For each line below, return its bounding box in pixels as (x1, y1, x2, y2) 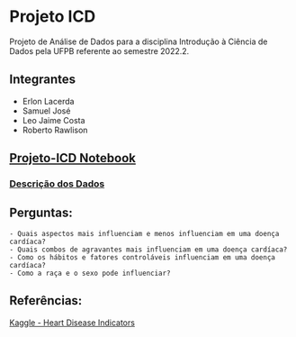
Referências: (9, 293, 83, 308)
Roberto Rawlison (22, 124, 88, 135)
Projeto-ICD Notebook (9, 150, 137, 166)
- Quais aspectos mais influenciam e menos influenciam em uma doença (9, 229, 280, 238)
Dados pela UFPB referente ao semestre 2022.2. (9, 45, 190, 56)
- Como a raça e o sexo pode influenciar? (9, 269, 171, 278)
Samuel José (22, 105, 71, 116)
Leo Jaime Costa (22, 114, 85, 125)
